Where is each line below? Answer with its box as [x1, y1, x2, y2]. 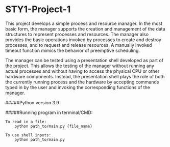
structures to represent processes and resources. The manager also [5, 31, 149, 37]
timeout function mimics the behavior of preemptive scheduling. [5, 47, 140, 53]
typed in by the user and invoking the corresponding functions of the [5, 84, 151, 90]
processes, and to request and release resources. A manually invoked [5, 42, 152, 48]
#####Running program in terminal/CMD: [5, 109, 93, 115]
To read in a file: [5, 119, 47, 124]
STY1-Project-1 [5, 4, 71, 15]
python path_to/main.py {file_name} [14, 124, 93, 129]
